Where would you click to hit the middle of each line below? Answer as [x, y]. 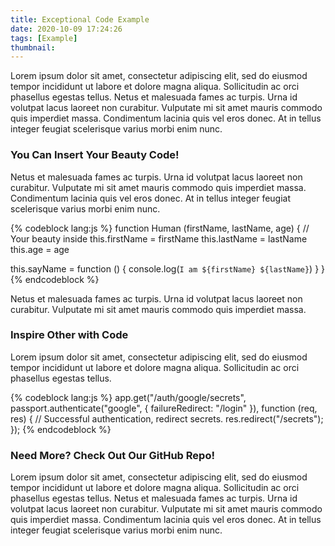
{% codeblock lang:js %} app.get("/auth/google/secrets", [128, 397]
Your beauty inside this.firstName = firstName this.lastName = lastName [159, 238]
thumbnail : [33, 47]
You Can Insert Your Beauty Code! [95, 155]
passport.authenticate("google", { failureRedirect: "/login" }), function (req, [164, 408]
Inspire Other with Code [69, 335]
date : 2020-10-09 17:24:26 [66, 29]
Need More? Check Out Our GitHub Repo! [112, 455]
